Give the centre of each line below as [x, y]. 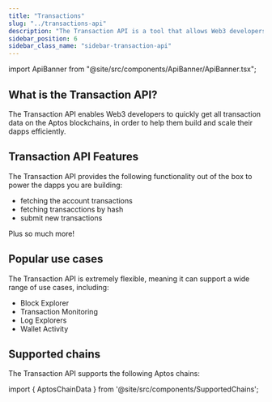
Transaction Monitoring [59, 311]
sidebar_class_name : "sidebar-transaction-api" [90, 46]
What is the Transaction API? [83, 94]
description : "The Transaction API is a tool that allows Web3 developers [137, 31]
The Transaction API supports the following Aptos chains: [104, 374]
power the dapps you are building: [66, 185]
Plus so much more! [42, 233]
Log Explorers [43, 320]
